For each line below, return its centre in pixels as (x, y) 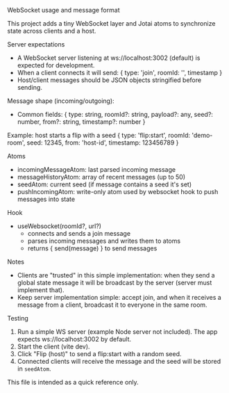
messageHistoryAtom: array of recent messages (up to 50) (101, 177)
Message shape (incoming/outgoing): (61, 101)
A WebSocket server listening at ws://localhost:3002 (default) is (109, 58)
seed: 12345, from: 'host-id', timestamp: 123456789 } (103, 143)
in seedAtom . (34, 369)
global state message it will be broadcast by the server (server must (114, 282)
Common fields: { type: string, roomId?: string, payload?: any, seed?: (115, 114)
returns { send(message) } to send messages (92, 248)
